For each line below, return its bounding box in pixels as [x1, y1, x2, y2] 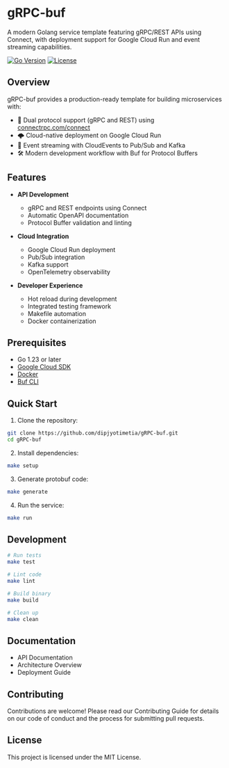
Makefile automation [27, 309, 87, 318]
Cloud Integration [17, 232, 69, 240]
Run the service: [17, 501, 65, 509]
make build [7, 597, 39, 604]
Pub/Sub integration [27, 253, 85, 261]
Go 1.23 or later [17, 355, 62, 363]
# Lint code [7, 571, 42, 579]
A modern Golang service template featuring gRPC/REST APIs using [7, 28, 202, 36]
